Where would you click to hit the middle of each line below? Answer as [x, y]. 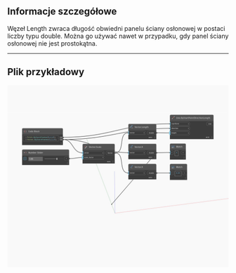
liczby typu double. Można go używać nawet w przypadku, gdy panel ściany [118, 36]
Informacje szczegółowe [62, 12]
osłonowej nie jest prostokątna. [52, 43]
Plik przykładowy [46, 72]
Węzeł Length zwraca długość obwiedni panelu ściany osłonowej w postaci [116, 28]
